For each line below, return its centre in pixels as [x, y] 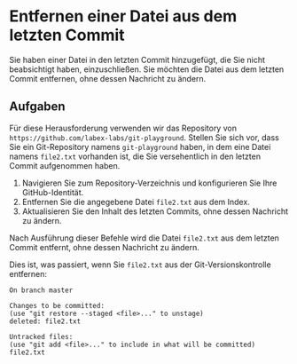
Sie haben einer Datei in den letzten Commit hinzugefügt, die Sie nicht [137, 59]
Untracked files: [41, 336]
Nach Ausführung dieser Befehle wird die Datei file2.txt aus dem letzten [144, 238]
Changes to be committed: [57, 305]
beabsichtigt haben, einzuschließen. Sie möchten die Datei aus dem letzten [147, 69]
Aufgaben [37, 107]
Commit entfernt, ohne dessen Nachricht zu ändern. [104, 247]
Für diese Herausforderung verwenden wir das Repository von [123, 128]
